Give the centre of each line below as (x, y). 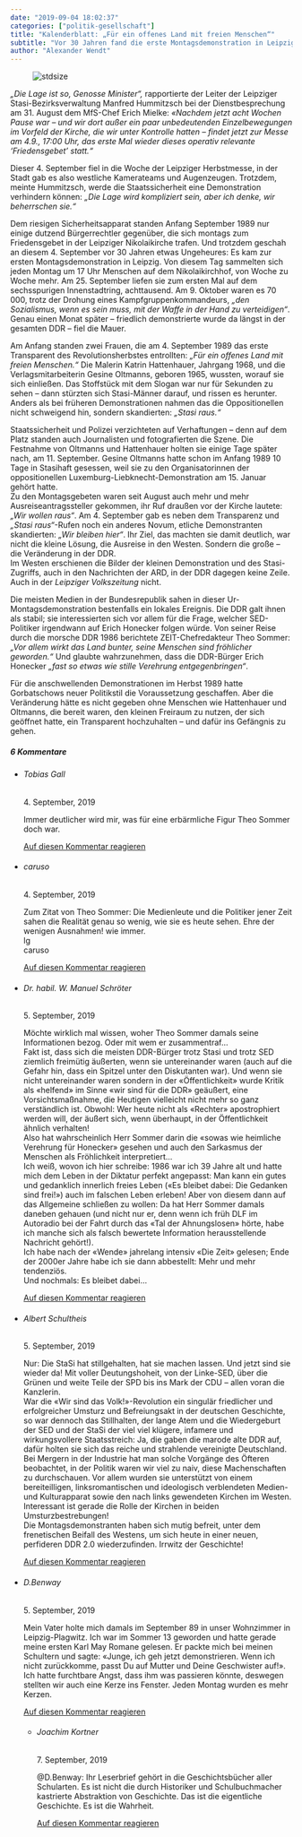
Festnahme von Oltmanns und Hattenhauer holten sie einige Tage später (144, 449)
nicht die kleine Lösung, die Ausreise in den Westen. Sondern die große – (145, 544)
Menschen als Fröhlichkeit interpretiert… (98, 1157)
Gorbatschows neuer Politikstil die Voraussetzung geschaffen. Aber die (142, 693)
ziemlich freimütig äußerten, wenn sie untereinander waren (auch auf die (157, 1062)
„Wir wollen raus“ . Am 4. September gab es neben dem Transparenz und (145, 515)
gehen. (23, 731)
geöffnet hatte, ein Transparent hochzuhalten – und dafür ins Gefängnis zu (148, 721)
